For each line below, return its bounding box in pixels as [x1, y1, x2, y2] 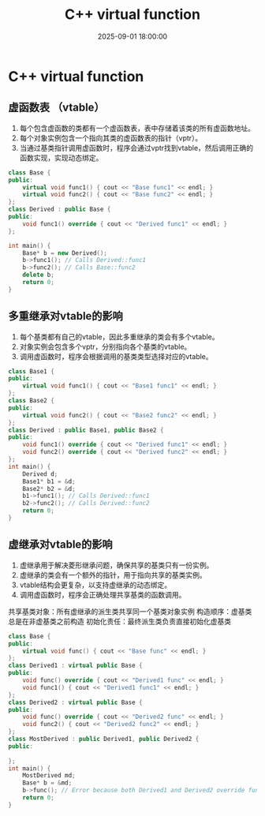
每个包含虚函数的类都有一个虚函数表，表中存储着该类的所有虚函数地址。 [19, 123, 255, 133]
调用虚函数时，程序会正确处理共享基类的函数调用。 [19, 590, 186, 599]
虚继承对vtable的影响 [8, 538, 113, 552]
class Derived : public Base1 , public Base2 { [8, 426, 164, 434]
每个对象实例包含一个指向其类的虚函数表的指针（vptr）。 [19, 133, 203, 143]
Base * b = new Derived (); [22, 249, 108, 257]
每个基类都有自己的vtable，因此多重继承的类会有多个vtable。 [19, 331, 219, 341]
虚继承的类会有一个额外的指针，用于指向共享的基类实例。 [19, 570, 207, 579]
